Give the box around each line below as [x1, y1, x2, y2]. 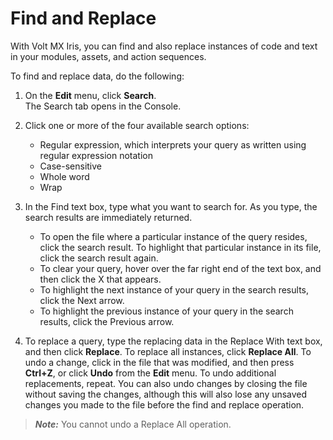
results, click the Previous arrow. [39, 315, 175, 327]
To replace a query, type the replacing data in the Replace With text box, [24, 335, 323, 347]
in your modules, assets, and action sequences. [10, 50, 207, 62]
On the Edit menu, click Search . [24, 89, 157, 101]
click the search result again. [39, 252, 159, 264]
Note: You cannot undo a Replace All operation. [34, 418, 232, 430]
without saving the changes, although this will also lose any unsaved [24, 388, 308, 400]
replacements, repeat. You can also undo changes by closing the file [24, 377, 308, 389]
